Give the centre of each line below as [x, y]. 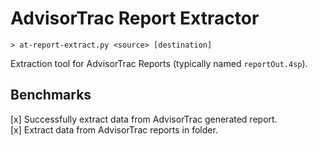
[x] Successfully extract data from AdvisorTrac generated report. [144, 119]
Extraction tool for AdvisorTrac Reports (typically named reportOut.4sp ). [159, 63]
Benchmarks [51, 95]
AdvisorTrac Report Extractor [135, 18]
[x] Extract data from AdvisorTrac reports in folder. [114, 129]
